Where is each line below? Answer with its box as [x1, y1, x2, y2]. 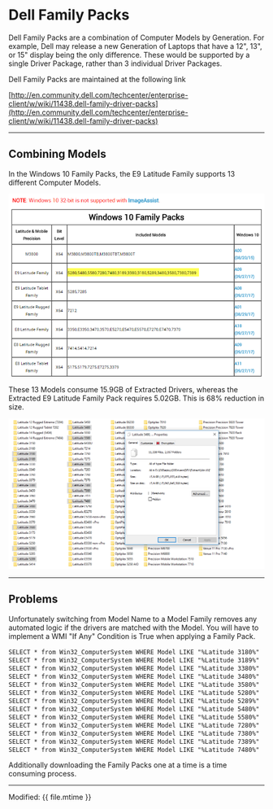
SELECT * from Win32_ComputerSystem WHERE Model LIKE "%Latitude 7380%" [8, 729, 260, 737]
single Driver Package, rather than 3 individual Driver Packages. [8, 59, 223, 68]
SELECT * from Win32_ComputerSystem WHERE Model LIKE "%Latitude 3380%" [8, 664, 260, 672]
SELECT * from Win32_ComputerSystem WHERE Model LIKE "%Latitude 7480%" [8, 746, 260, 754]
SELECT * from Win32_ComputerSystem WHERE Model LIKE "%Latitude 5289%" [8, 697, 260, 705]
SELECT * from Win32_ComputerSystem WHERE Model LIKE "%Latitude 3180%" [8, 648, 260, 656]
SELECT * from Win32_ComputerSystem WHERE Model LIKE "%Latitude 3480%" [8, 672, 260, 680]
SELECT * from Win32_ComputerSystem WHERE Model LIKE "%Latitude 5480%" [8, 705, 260, 713]
